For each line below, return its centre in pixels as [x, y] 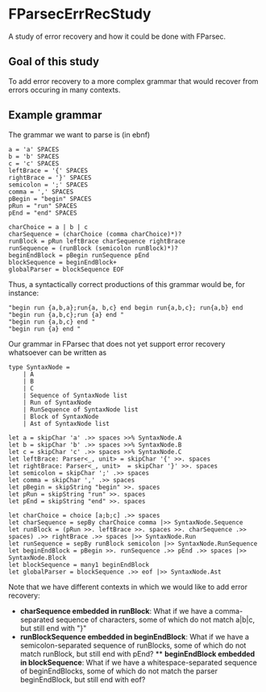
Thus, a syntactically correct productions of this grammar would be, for [127, 284]
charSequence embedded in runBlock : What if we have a [116, 611]
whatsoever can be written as [58, 352]
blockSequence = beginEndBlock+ [62, 262]
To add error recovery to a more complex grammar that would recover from [133, 81]
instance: [24, 293]
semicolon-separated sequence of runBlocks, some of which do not [133, 645]
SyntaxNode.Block [37, 557]
